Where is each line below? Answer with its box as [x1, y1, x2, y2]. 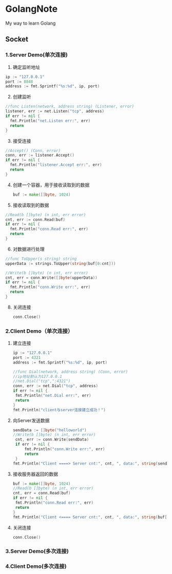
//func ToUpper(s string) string [5, 256, 77, 261]
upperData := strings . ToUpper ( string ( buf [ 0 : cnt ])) [5, 261, 116, 266]
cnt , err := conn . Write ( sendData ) [15, 437, 89, 442]
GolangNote [5, 3, 58, 15]
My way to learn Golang [5, 20, 56, 26]
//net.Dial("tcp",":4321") [12, 378, 71, 384]
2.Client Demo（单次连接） [5, 327, 73, 334]
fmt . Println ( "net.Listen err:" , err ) [10, 118, 91, 123]
